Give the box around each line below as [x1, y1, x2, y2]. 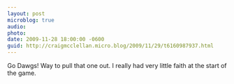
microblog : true [7, 17, 54, 24]
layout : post [7, 10, 45, 17]
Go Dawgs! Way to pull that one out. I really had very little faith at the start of [7, 62, 227, 69]
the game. [7, 69, 36, 77]
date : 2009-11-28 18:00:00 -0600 [7, 36, 105, 43]
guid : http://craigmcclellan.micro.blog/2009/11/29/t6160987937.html [7, 42, 214, 49]
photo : [7, 29, 27, 37]
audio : [7, 23, 27, 30]
